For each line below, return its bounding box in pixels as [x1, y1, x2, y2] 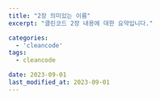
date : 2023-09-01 [8, 71, 67, 79]
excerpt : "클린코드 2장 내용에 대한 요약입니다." [8, 19, 154, 27]
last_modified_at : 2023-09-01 [8, 78, 111, 86]
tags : [8, 49, 27, 57]
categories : [8, 34, 48, 42]
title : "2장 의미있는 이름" [8, 11, 91, 20]
